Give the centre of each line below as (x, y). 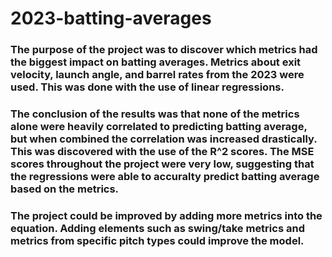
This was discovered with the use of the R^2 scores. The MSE (162, 152)
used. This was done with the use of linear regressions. (147, 87)
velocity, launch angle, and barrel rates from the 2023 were (157, 75)
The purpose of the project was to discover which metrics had (164, 50)
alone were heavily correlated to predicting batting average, (159, 127)
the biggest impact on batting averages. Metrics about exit (156, 62)
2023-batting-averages (111, 18)
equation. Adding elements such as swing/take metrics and (157, 228)
